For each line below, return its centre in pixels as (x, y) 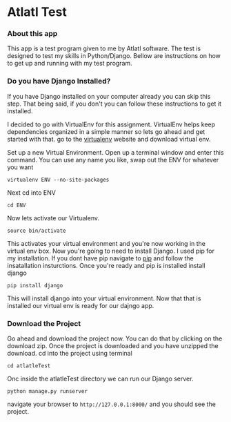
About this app (32, 34)
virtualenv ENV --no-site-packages (58, 180)
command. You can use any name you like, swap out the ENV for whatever (113, 160)
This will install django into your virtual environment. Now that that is (104, 298)
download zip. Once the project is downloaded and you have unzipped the (113, 346)
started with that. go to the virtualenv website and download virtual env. (109, 139)
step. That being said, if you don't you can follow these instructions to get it (114, 104)
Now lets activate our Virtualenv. (53, 218)
